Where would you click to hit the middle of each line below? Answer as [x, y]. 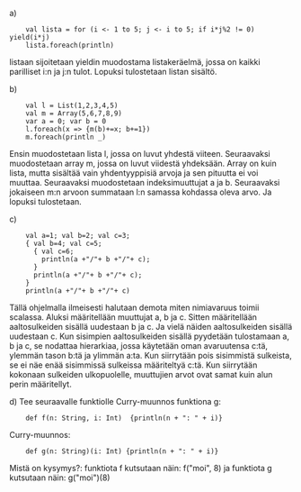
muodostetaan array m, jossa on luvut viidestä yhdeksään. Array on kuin [143, 163]
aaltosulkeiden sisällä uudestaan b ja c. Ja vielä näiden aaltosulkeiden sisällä [151, 327]
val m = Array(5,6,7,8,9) [74, 114]
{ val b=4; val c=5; [64, 243]
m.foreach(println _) [66, 137]
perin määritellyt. [40, 384]
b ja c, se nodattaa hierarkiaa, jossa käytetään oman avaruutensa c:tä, [138, 346]
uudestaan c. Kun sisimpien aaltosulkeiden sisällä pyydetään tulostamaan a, [150, 336]
